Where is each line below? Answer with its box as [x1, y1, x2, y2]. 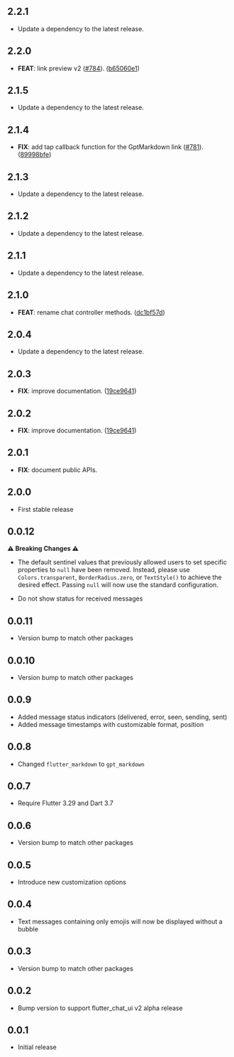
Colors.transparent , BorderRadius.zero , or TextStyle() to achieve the [17, 573, 222, 581]
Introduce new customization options [17, 878, 126, 887]
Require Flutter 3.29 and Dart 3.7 [17, 799, 113, 808]
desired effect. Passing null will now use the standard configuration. [17, 581, 218, 589]
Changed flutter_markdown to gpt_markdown [17, 760, 145, 768]
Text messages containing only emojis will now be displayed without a [17, 917, 223, 926]
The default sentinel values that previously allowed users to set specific [17, 558, 227, 566]
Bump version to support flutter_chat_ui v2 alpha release [17, 1004, 183, 1012]
